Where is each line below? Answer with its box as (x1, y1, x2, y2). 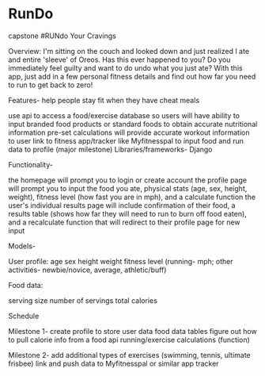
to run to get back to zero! (8, 80, 93, 90)
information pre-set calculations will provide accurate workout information (8, 128, 250, 137)
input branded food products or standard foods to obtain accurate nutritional (8, 119, 258, 129)
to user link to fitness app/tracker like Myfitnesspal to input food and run (8, 136, 244, 145)
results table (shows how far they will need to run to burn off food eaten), (8, 209, 247, 218)
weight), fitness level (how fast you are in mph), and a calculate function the (8, 192, 256, 201)
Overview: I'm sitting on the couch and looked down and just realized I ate (8, 46, 250, 56)
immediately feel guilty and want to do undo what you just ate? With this (8, 63, 243, 72)
